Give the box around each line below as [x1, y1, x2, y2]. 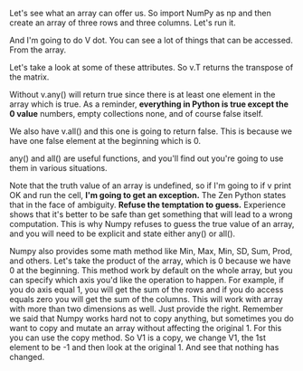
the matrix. [9, 71, 50, 82]
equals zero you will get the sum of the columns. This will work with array [9, 294, 283, 304]
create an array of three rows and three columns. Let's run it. [9, 17, 237, 28]
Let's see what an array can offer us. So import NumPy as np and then [9, 8, 271, 18]
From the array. [9, 44, 67, 55]
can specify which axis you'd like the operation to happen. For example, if [9, 275, 285, 285]
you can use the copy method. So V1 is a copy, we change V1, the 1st [9, 332, 267, 343]
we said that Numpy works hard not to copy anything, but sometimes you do [9, 313, 294, 324]
